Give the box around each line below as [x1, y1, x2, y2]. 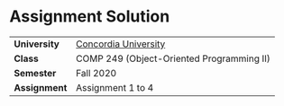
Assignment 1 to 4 [76, 81, 154, 93]
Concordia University [76, 38, 166, 50]
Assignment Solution [9, 6, 170, 27]
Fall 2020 [76, 66, 117, 79]
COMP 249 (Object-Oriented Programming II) [76, 52, 270, 65]
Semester [14, 66, 57, 79]
